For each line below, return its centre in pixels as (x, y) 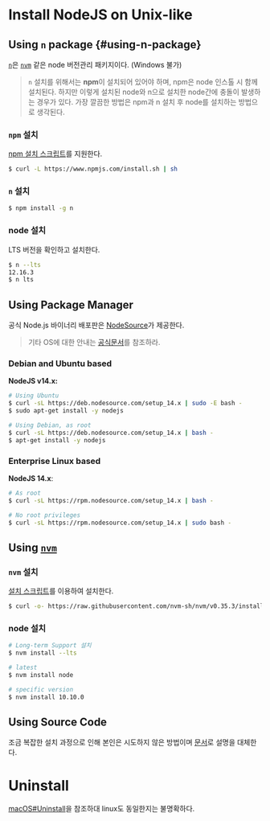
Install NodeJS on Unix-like (100, 15)
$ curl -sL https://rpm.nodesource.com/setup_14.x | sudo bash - (120, 523)
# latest (23, 668)
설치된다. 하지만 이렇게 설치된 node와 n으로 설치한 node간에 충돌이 (133, 92)
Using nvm (33, 547)
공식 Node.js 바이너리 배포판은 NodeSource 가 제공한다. (96, 325)
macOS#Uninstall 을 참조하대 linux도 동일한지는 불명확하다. (102, 809)
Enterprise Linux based (55, 461)
